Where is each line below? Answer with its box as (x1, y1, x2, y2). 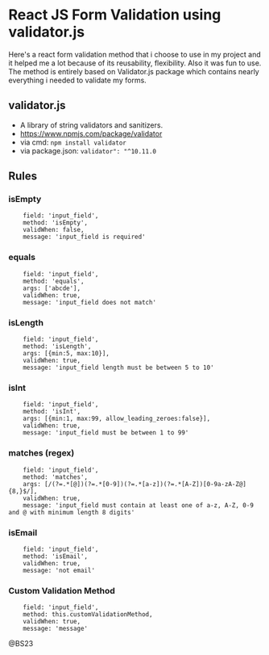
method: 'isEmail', (23, 552, 89, 561)
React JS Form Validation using (8, 6, 221, 24)
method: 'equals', (23, 277, 85, 285)
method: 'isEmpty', (23, 219, 89, 227)
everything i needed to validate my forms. (8, 75, 147, 85)
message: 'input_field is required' (23, 233, 147, 241)
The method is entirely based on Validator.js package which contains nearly (8, 66, 259, 76)
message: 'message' (23, 624, 89, 633)
